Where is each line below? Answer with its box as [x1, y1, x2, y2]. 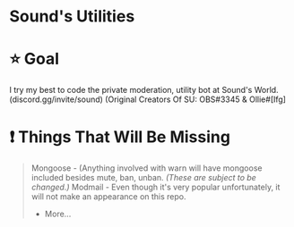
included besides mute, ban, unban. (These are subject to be [30, 172, 257, 183]
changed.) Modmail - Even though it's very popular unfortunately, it [30, 181, 281, 193]
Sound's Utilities [9, 6, 135, 27]
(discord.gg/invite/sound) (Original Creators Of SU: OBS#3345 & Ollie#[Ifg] [9, 94, 287, 105]
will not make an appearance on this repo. [30, 191, 186, 202]
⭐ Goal [9, 49, 60, 69]
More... [44, 208, 72, 220]
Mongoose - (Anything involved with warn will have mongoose [30, 163, 263, 173]
